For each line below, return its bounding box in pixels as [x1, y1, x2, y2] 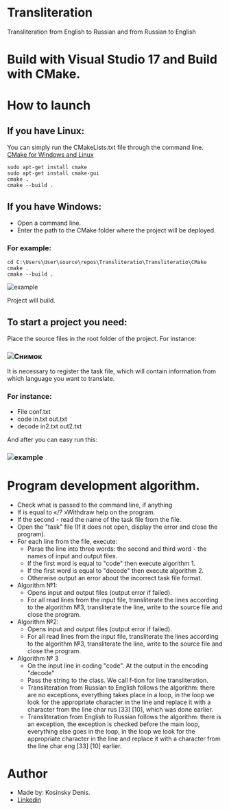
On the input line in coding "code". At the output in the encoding [27, 661, 208, 670]
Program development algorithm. [7, 478, 200, 493]
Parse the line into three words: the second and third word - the [27, 545, 207, 553]
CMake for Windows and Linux [7, 151, 94, 159]
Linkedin [16, 796, 42, 804]
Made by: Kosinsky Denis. [16, 789, 91, 797]
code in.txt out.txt [16, 415, 67, 423]
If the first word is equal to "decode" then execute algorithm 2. [27, 566, 204, 575]
